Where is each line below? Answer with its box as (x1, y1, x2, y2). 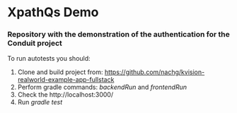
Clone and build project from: (17, 68, 103, 76)
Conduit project (7, 38, 62, 48)
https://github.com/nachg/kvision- (104, 68, 205, 76)
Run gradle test (17, 98, 62, 107)
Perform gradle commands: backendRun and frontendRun (17, 83, 187, 92)
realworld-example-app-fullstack (17, 76, 115, 84)
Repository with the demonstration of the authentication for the (7, 30, 230, 40)
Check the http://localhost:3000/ (17, 90, 114, 99)
